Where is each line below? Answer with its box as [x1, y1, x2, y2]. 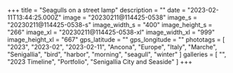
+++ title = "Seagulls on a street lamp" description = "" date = [7, 6, 186, 14]
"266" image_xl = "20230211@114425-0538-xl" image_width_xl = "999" [7, 28, 215, 36]
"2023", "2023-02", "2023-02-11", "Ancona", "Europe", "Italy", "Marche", [7, 43, 218, 51]
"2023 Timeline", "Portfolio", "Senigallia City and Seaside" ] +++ [7, 58, 193, 65]
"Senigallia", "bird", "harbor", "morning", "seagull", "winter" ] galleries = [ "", [7, 50, 227, 58]
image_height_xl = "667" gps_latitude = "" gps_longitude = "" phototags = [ [7, 35, 225, 44]
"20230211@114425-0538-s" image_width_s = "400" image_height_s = [7, 21, 213, 29]
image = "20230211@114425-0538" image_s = [62, 13, 198, 22]
